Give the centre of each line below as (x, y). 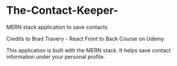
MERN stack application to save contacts (57, 27)
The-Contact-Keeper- (62, 10)
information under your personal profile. (56, 56)
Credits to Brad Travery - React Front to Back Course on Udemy (85, 38)
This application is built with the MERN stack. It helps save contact (88, 50)
